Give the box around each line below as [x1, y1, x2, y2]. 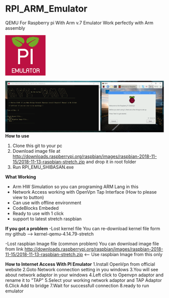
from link [5, 246, 24, 252]
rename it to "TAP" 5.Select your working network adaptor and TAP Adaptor [5, 277, 162, 283]
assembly [5, 25, 25, 31]
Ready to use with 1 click [12, 210, 64, 217]
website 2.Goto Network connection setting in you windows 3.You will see [5, 267, 158, 273]
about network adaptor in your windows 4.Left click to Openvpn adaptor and [5, 272, 164, 278]
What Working [5, 174, 36, 180]
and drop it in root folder [86, 159, 137, 165]
